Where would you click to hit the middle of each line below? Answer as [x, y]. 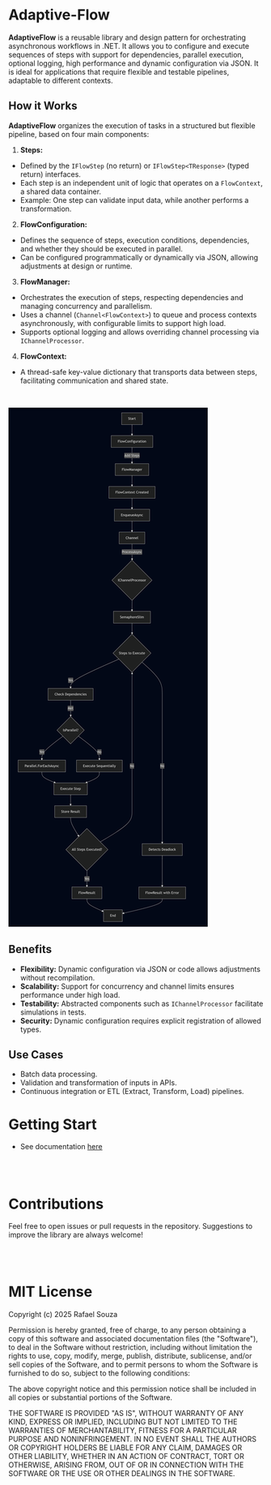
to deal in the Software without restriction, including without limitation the [130, 1347]
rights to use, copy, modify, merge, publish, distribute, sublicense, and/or [130, 1356]
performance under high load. [70, 994]
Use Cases [36, 1055]
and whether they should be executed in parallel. [102, 248]
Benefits [30, 949]
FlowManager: [45, 281]
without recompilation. [57, 977]
